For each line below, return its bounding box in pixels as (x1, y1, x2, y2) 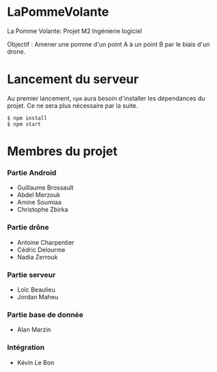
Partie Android (7, 167, 57, 177)
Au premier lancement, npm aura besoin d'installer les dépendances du (7, 94, 205, 102)
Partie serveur (7, 270, 56, 279)
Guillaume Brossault (16, 183, 74, 192)
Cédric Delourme (16, 245, 66, 254)
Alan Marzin (16, 325, 51, 334)
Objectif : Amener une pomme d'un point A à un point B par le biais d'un (7, 40, 210, 48)
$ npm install (7, 115, 48, 121)
